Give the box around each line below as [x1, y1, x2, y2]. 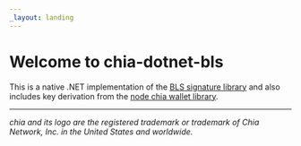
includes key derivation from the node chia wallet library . [9, 90, 219, 101]
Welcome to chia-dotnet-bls [9, 51, 224, 72]
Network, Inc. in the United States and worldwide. [9, 126, 193, 137]
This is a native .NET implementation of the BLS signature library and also [9, 82, 280, 92]
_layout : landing [9, 13, 74, 22]
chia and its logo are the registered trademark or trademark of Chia [9, 116, 260, 127]
